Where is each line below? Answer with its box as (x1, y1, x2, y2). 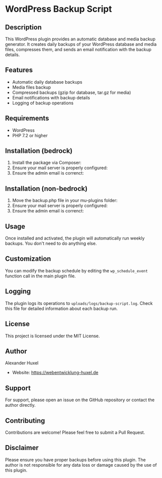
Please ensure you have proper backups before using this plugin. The (5, 456, 146, 463)
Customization (5, 255, 52, 263)
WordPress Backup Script (5, 3, 112, 15)
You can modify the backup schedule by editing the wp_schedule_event (5, 268, 148, 273)
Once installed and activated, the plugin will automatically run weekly (5, 235, 145, 241)
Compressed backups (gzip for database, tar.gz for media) (12, 90, 131, 95)
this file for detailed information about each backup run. (5, 305, 118, 311)
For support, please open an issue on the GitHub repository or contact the (5, 397, 155, 403)
